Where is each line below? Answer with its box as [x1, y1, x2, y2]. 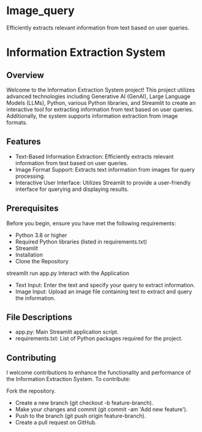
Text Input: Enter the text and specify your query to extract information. [15, 281, 195, 288]
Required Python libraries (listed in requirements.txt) [15, 237, 148, 245]
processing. [15, 172, 46, 180]
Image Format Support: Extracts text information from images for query [15, 166, 195, 173]
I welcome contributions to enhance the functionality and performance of [6, 369, 192, 376]
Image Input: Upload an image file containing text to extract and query [15, 288, 192, 295]
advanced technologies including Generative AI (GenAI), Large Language [6, 93, 191, 100]
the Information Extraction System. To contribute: [6, 376, 130, 383]
